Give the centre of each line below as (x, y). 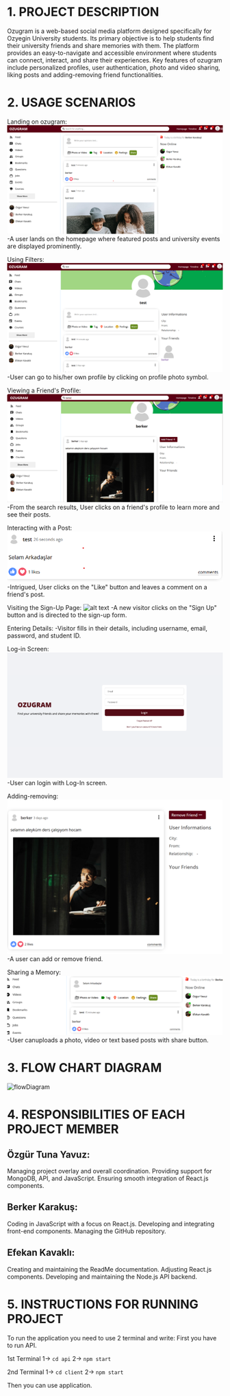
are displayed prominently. (44, 246)
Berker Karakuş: (42, 1207)
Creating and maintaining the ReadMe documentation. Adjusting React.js (110, 1269)
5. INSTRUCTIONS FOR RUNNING (103, 1304)
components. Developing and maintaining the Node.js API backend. (102, 1276)
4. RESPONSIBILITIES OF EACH (96, 1115)
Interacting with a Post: (40, 528)
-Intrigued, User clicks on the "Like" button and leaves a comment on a (107, 587)
